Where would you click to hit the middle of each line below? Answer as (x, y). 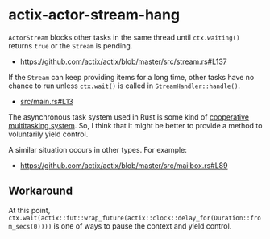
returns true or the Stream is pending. (71, 45)
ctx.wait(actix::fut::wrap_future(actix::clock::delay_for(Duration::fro (135, 218)
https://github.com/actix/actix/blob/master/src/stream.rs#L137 (123, 61)
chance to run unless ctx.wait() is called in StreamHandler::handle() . (124, 86)
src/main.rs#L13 (47, 101)
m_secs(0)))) (30, 226)
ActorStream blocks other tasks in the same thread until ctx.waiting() (124, 37)
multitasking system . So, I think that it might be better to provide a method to (135, 125)
